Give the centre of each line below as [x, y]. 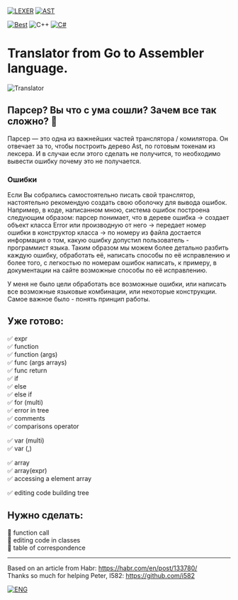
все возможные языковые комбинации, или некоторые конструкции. [112, 291]
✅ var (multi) [26, 440]
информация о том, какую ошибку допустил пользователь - [98, 240]
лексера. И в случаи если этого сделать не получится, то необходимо [114, 153]
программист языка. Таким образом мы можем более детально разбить [118, 248]
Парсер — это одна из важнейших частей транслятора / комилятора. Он [118, 138]
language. [38, 68]
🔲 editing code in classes [44, 540]
